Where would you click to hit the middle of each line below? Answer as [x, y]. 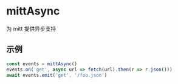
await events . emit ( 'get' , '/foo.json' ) [57, 75]
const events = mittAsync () [42, 64]
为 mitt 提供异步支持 [31, 28]
